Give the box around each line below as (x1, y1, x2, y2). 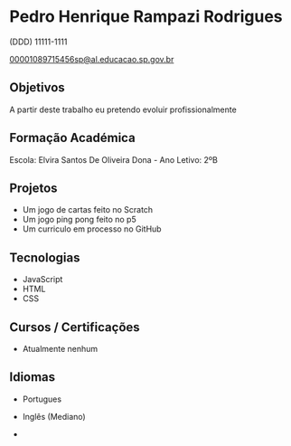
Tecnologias (9, 250, 80, 265)
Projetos (9, 180, 58, 195)
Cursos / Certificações (9, 319, 140, 335)
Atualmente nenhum (22, 344, 99, 354)
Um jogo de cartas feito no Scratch (22, 204, 154, 215)
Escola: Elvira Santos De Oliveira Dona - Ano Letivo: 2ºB (9, 154, 219, 165)
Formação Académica (9, 130, 136, 146)
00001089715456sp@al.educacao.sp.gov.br (9, 53, 174, 64)
